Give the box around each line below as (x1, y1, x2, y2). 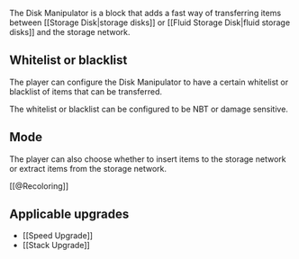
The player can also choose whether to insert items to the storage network (9, 153, 286, 165)
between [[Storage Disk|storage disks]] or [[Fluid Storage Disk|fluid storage (9, 17, 291, 28)
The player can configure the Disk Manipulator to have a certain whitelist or (9, 76, 289, 87)
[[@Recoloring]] (9, 180, 69, 192)
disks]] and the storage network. (9, 27, 131, 37)
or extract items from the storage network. (9, 163, 168, 174)
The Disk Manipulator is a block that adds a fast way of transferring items (9, 8, 282, 18)
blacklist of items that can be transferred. (9, 85, 163, 97)
